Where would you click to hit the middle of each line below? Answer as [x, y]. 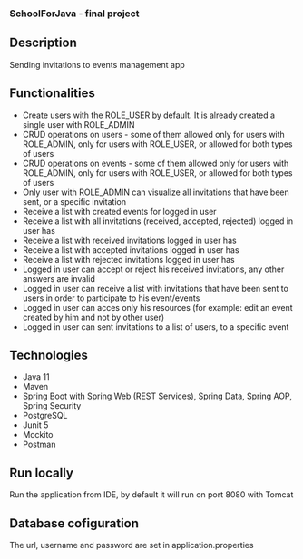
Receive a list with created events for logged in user [119, 211]
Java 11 [36, 377]
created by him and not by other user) [93, 317]
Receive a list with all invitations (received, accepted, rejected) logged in [158, 221]
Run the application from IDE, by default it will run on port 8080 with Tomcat [151, 495]
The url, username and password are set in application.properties [132, 545]
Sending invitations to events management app [98, 64]
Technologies [49, 355]
